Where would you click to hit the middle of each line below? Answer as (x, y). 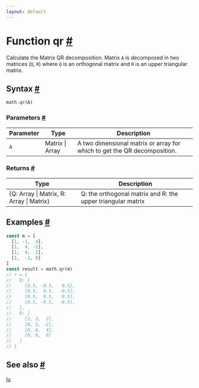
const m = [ (21, 236)
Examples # (28, 223)
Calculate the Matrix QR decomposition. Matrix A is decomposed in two (93, 58)
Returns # (21, 168)
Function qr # (39, 41)
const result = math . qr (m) (39, 269)
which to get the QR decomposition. (127, 150)
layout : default (26, 12)
